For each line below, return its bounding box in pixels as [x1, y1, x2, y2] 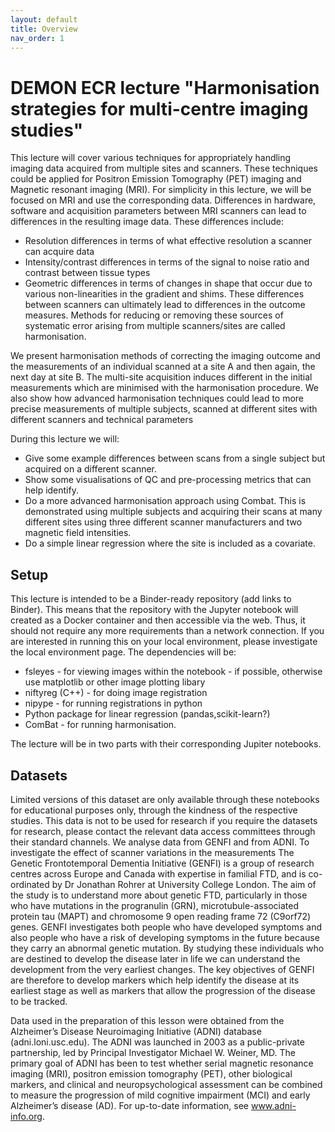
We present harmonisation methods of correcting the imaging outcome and [10, 350, 321, 362]
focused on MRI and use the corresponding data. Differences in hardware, [10, 194, 317, 206]
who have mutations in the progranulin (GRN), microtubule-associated [10, 899, 299, 911]
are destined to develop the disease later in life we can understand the [10, 952, 301, 965]
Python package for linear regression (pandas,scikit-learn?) [24, 708, 271, 720]
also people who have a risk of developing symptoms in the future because [10, 931, 320, 943]
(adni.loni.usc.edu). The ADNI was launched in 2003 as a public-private [10, 1036, 305, 1048]
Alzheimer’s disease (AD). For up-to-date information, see [10, 1099, 250, 1111]
